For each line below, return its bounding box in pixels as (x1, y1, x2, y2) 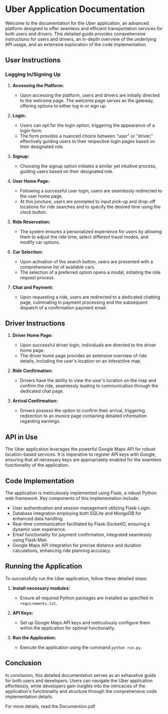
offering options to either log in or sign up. (19, 103, 107, 109)
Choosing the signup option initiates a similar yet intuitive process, (19, 163, 156, 169)
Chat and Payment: (12, 284, 53, 290)
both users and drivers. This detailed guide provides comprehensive (5, 31, 146, 37)
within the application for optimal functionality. (19, 625, 116, 631)
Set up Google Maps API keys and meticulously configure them (19, 619, 150, 625)
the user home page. (19, 193, 63, 199)
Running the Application (5, 562, 82, 571)
